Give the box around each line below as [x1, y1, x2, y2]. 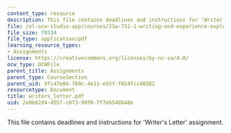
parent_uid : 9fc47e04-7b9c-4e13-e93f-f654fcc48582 [7, 80, 155, 87]
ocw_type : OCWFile [7, 61, 60, 68]
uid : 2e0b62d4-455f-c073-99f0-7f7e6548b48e [7, 99, 134, 106]
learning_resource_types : [7, 42, 81, 49]
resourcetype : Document [7, 86, 76, 93]
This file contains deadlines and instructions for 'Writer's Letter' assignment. [7, 118, 223, 126]
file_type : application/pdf [7, 36, 88, 43]
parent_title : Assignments [7, 67, 85, 74]
